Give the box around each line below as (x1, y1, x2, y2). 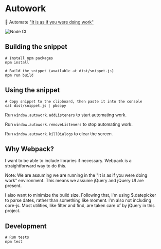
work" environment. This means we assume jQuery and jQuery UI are (5, 178, 144, 184)
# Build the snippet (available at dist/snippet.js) (5, 68, 114, 73)
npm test (5, 239, 23, 244)
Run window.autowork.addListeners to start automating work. (5, 112, 127, 118)
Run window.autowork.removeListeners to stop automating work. (5, 121, 133, 127)
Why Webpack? (5, 145, 54, 153)
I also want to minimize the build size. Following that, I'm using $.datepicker (5, 192, 157, 198)
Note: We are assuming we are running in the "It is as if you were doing (5, 172, 147, 178)
